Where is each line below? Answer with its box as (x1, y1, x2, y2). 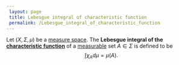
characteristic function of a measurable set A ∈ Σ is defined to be (6, 42, 173, 49)
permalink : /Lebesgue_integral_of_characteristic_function (8, 20, 161, 26)
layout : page (8, 8, 42, 15)
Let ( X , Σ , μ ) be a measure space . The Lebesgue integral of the (6, 36, 163, 44)
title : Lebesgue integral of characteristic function (8, 14, 147, 20)
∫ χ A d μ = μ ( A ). (84, 52, 119, 60)
